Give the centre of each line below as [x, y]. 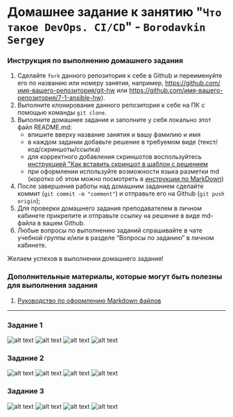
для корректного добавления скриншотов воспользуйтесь [115, 157]
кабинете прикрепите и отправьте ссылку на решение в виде [109, 216]
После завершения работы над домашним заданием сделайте [110, 186]
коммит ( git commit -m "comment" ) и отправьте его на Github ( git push [121, 194]
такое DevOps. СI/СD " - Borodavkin [106, 27]
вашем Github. [64, 223]
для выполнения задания [53, 285]
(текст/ [208, 142]
